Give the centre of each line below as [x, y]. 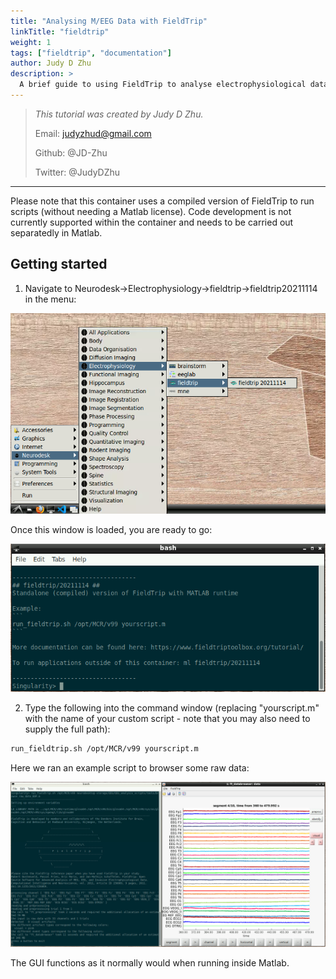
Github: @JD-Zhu [71, 152]
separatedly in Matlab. [56, 232]
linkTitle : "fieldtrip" [60, 31]
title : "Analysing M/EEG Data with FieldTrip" [109, 21]
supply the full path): [67, 729]
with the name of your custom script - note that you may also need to [167, 718]
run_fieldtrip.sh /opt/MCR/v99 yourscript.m [104, 748]
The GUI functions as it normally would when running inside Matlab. [150, 963]
